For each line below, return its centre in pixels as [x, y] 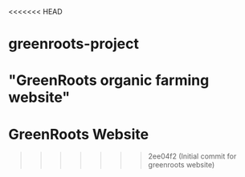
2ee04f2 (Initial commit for [192, 156]
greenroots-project [73, 44]
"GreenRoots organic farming [109, 80]
